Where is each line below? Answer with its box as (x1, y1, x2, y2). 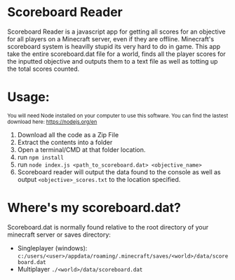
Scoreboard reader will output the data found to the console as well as (17, 167, 221, 176)
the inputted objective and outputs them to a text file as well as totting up (7, 57, 218, 65)
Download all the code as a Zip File (17, 130, 119, 139)
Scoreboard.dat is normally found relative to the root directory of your (7, 223, 209, 231)
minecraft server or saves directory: (7, 230, 111, 239)
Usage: (7, 89, 51, 105)
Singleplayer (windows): (17, 244, 88, 252)
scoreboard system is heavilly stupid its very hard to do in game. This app (7, 42, 221, 50)
